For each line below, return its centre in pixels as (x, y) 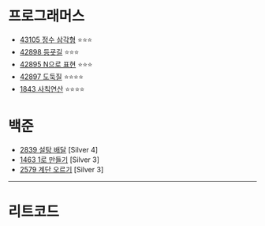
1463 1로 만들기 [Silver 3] (60, 160)
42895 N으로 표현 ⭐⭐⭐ (56, 64)
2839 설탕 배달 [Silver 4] (59, 149)
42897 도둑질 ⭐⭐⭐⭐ (52, 77)
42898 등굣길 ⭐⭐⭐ (49, 51)
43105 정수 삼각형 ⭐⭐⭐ (56, 40)
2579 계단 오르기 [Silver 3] (62, 169)
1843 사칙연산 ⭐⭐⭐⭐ (52, 89)
